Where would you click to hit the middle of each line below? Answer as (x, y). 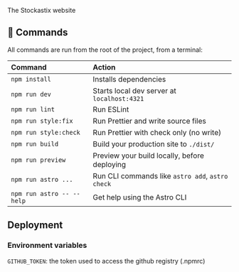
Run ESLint (111, 109)
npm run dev (31, 94)
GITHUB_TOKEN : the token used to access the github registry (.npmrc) (106, 261)
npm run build (35, 144)
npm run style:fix (42, 121)
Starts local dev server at (134, 90)
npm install (31, 79)
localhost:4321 (118, 98)
